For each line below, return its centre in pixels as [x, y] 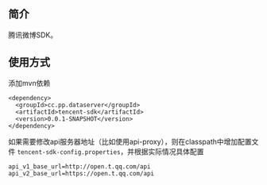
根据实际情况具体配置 [169, 151]
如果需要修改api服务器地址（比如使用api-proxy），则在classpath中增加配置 [130, 141]
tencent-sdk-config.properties [69, 152]
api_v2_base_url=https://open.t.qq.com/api [81, 173]
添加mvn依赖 [29, 83]
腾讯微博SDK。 [33, 35]
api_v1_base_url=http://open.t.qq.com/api [79, 166]
